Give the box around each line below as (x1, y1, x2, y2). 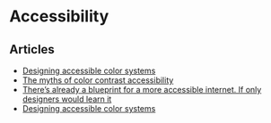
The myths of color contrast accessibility (22, 75, 174, 86)
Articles (9, 42, 56, 57)
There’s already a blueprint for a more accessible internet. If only (22, 85, 262, 94)
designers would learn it (22, 94, 112, 104)
